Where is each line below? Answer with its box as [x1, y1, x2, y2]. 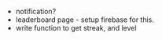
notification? [15, 7, 57, 16]
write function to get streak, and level [15, 24, 137, 32]
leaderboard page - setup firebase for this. [15, 15, 155, 24]
